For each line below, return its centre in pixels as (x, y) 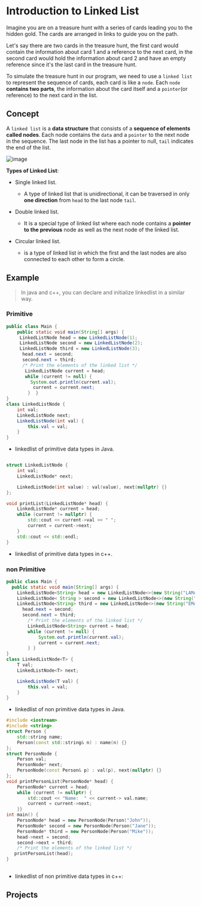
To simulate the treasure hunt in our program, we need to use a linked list (99, 76)
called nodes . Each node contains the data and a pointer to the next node (98, 134)
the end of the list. (29, 147)
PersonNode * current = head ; (53, 787)
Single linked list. (36, 182)
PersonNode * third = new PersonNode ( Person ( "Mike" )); (85, 831)
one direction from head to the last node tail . (80, 200)
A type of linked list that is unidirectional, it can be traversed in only (106, 194)
